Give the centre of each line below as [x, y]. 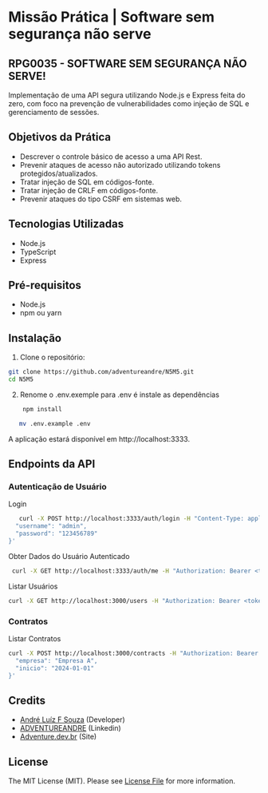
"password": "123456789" [57, 534]
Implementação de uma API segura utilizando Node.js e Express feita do [127, 95]
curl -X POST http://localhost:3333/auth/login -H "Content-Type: [132, 519]
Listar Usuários [33, 586]
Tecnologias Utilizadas [66, 224]
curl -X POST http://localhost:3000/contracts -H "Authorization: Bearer [134, 653]
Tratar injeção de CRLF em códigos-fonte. [89, 190]
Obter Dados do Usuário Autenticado [69, 556]
